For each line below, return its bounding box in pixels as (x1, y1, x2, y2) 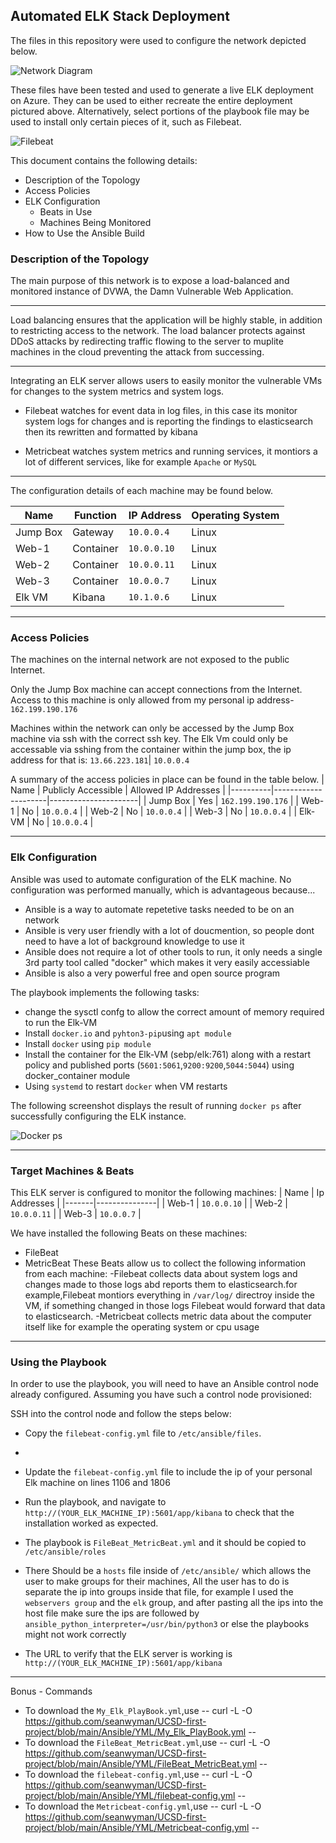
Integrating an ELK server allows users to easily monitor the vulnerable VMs (10, 375, 323, 387)
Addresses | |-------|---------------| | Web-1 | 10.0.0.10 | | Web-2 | (10, 1197, 288, 1209)
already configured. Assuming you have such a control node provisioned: (10, 1389, 312, 1401)
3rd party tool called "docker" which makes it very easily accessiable (24, 956, 310, 968)
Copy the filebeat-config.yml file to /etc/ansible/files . (24, 1427, 262, 1439)
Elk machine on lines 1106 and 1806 (24, 1477, 171, 1489)
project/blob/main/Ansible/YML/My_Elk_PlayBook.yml (24, 1726, 247, 1738)
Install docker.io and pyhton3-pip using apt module (24, 1027, 232, 1039)
